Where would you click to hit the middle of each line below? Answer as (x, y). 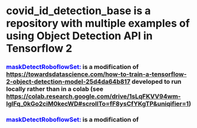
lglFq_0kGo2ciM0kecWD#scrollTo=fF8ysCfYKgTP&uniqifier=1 (98, 104)
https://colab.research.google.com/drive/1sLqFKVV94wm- (93, 97)
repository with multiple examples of (98, 23)
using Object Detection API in (79, 36)
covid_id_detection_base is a (79, 11)
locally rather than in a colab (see (55, 89)
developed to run (157, 82)
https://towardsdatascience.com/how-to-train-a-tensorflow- (96, 74)
